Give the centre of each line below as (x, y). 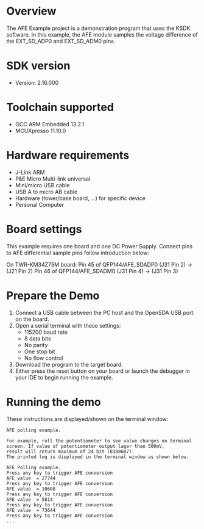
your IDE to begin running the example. (64, 377)
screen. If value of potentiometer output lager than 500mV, (86, 446)
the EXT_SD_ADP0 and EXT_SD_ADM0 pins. (61, 41)
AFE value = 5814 (30, 499)
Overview (31, 11)
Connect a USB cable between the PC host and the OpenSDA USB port (104, 312)
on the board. (32, 319)
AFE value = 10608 (31, 489)
